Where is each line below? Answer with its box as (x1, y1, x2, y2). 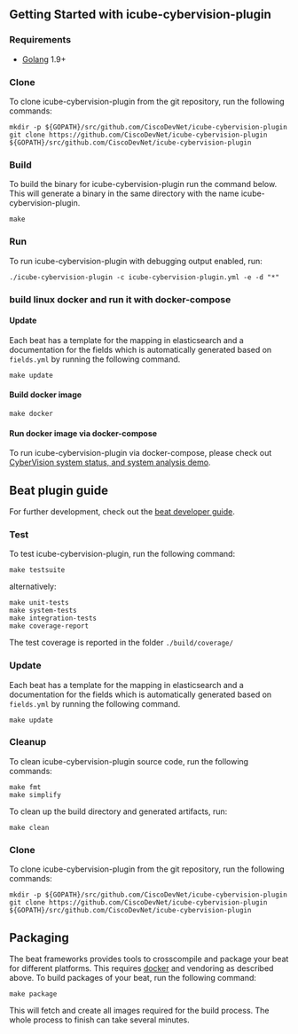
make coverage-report (9, 622, 90, 631)
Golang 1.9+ (21, 53, 67, 65)
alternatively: (9, 581, 57, 592)
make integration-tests (9, 614, 98, 623)
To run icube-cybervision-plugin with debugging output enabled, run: (9, 255, 263, 266)
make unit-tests (9, 599, 69, 607)
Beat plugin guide (9, 482, 109, 497)
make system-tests (9, 607, 77, 615)
